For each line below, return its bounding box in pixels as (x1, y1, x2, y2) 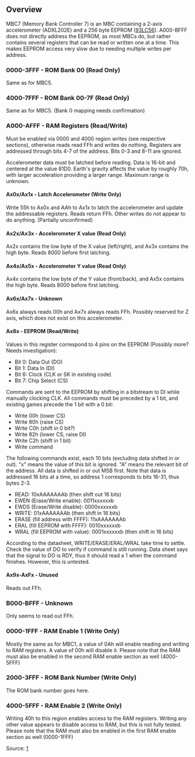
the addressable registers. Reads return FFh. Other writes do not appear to (6, 210, 186, 217)
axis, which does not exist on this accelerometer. (6, 314, 124, 321)
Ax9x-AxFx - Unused (6, 571, 58, 578)
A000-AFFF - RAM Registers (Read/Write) (6, 122, 128, 130)
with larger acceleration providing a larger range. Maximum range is (6, 171, 169, 178)
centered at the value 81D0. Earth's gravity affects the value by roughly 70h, (6, 165, 189, 172)
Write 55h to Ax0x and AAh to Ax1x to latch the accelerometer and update (6, 204, 184, 211)
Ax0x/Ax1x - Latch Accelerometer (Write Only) (6, 191, 121, 198)
